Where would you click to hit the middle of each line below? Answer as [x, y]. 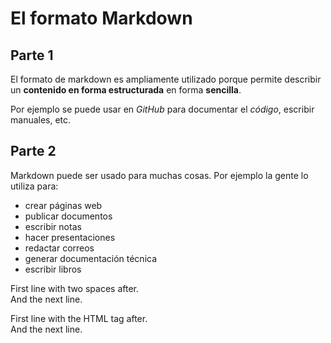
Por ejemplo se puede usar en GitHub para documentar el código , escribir [162, 109]
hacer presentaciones [70, 237]
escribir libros [53, 269]
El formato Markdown [101, 18]
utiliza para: [34, 186]
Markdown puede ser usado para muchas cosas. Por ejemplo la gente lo [159, 175]
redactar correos [59, 248]
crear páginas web [63, 205]
